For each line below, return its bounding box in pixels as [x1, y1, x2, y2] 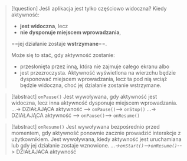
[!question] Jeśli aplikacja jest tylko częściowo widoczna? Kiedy [11, 5, 167, 12]
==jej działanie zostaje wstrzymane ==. [11, 41, 107, 47]
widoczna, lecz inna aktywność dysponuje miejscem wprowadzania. [11, 99, 178, 106]
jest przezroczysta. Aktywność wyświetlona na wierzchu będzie [19, 69, 176, 76]
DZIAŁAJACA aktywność [16, 148, 77, 155]
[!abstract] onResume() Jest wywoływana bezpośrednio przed [11, 123, 160, 130]
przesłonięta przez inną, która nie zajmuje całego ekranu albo [19, 63, 169, 70]
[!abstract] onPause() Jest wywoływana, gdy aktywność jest [11, 93, 158, 100]
